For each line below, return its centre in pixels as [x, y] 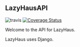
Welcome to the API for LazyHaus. [40, 30]
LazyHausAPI [27, 8]
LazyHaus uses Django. [29, 39]
